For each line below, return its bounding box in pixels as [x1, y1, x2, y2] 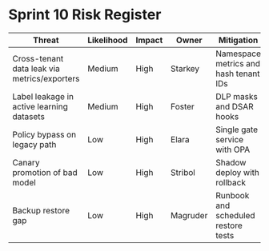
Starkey [171, 62, 200, 74]
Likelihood [87, 34, 128, 46]
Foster [171, 101, 195, 112]
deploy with [215, 166, 260, 177]
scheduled [215, 209, 255, 221]
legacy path [12, 138, 57, 149]
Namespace [215, 48, 262, 59]
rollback [215, 177, 247, 188]
